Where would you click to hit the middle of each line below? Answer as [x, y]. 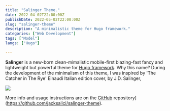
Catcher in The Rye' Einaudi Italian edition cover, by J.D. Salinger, [73, 78]
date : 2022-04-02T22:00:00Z [35, 15]
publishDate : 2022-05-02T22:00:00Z [43, 19]
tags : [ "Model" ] [22, 39]
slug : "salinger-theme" [30, 24]
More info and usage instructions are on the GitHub [59, 98]
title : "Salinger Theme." [32, 10]
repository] [125, 98]
